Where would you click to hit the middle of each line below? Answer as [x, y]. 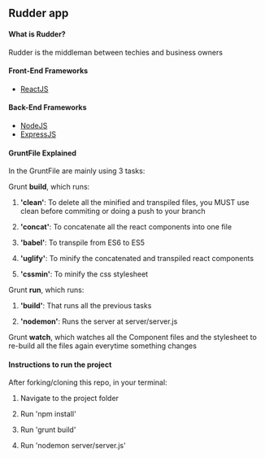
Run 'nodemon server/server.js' [73, 446]
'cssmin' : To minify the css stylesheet [84, 274]
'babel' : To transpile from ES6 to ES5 [82, 242]
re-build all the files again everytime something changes [103, 346]
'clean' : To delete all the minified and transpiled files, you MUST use [135, 203]
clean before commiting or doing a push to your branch [113, 212]
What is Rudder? [37, 34]
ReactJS [34, 89]
